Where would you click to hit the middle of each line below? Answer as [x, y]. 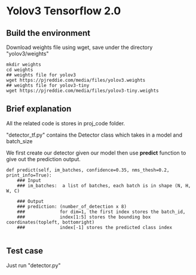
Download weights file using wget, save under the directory [79, 47]
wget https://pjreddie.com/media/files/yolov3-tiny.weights [83, 91]
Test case [25, 251]
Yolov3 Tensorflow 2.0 [64, 11]
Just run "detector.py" [33, 265]
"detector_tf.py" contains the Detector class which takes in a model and [94, 135]
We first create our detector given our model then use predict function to [96, 153]
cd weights [20, 70]
